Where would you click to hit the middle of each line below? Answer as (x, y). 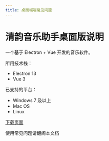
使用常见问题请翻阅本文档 (32, 133)
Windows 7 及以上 (32, 100)
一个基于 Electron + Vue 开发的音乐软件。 (49, 52)
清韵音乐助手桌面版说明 (55, 37)
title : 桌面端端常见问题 (29, 10)
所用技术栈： (19, 63)
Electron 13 (25, 73)
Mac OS (21, 106)
